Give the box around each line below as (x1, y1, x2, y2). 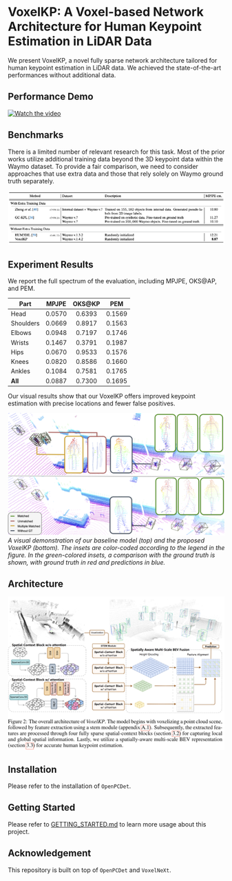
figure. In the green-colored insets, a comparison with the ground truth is (8, 551, 215, 559)
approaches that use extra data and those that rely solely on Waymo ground (8, 170, 224, 178)
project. (8, 827, 30, 836)
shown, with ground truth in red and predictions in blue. (8, 558, 166, 566)
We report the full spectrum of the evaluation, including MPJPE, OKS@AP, (8, 277, 218, 285)
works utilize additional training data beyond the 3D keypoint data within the (8, 154, 223, 163)
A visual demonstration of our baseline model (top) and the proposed (8, 536, 205, 545)
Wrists (10, 338, 30, 347)
